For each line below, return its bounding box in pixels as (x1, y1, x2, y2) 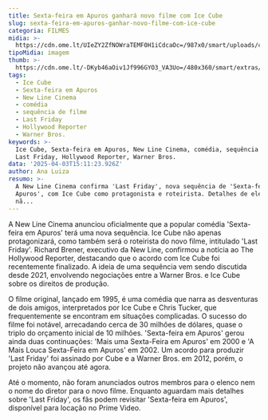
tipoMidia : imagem (8, 49, 69, 57)
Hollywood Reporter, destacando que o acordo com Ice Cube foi (8, 253, 220, 263)
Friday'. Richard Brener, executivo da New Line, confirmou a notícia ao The (8, 244, 254, 254)
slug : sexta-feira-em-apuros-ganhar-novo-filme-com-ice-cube (8, 19, 216, 27)
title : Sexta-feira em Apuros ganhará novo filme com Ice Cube (8, 11, 223, 20)
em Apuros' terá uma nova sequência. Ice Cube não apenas (25, 228, 222, 237)
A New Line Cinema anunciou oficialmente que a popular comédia (8, 219, 226, 228)
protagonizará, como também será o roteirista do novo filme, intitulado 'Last (8, 236, 258, 246)
